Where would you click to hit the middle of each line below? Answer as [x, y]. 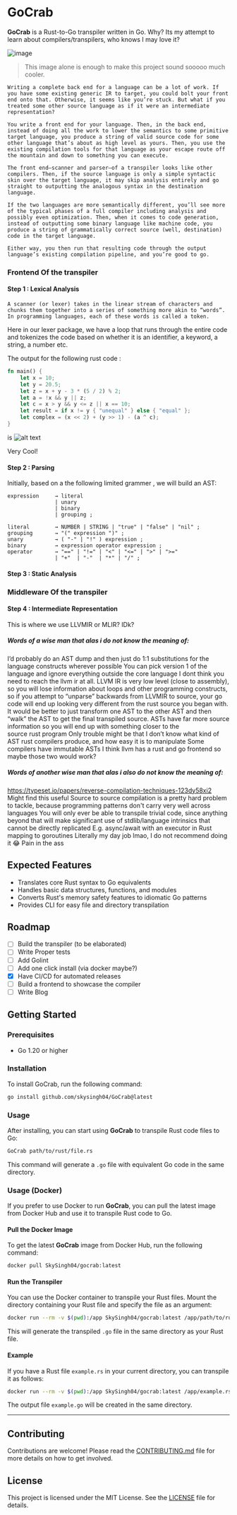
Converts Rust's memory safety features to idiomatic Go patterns [112, 897]
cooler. [35, 74]
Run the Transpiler [35, 1281]
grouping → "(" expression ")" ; [66, 534]
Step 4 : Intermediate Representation [63, 609]
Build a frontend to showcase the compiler [79, 984]
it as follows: [26, 1378]
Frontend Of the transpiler [53, 272]
